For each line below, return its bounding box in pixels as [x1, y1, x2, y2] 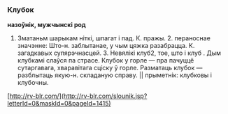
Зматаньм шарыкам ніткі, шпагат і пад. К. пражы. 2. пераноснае [17, 34, 211, 42]
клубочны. [17, 79, 49, 87]
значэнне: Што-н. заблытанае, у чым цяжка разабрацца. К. [17, 42, 195, 50]
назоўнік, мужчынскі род [7, 21, 86, 29]
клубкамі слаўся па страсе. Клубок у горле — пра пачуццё [17, 56, 194, 65]
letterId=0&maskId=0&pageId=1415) [7, 99, 111, 108]
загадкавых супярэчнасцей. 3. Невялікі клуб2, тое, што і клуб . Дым [17, 49, 222, 57]
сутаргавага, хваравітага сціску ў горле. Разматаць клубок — [17, 64, 203, 72]
